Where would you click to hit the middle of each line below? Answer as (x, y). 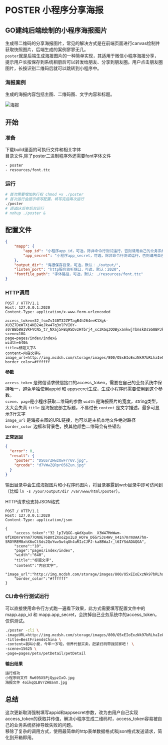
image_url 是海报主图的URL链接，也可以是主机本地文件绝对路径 (70, 420)
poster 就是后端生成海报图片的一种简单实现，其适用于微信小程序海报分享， (82, 56)
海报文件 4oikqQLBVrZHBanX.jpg (36, 682)
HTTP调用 (17, 293)
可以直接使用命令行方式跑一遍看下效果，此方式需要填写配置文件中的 (75, 608)
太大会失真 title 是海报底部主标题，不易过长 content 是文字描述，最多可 (80, 408)
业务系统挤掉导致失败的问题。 (44, 725)
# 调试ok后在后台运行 (24, 208)
